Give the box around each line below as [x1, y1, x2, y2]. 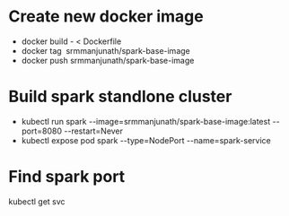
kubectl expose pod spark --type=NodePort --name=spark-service [21, 134, 271, 145]
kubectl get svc [8, 195, 66, 207]
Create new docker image [8, 6, 204, 27]
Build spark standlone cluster [8, 87, 232, 107]
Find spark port [8, 167, 126, 187]
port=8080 [21, 125, 63, 136]
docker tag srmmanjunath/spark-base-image [21, 45, 190, 56]
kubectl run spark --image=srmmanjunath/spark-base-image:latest [21, 116, 271, 126]
